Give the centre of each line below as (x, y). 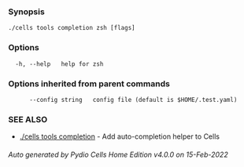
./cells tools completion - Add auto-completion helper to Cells (120, 136)
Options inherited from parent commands (89, 83)
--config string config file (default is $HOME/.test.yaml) (133, 100)
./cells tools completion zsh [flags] (72, 28)
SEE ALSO (28, 119)
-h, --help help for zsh (59, 64)
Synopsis (26, 12)
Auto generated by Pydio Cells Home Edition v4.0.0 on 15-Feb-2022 (118, 154)
